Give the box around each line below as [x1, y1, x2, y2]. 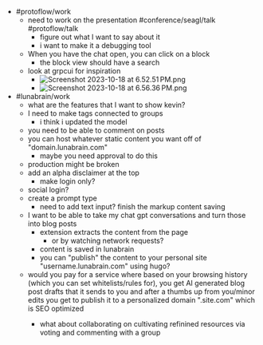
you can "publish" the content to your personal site [39, 253, 207, 262]
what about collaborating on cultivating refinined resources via [39, 319, 245, 328]
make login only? [39, 176, 96, 186]
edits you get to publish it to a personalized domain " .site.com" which [27, 295, 255, 304]
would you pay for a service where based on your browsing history [27, 270, 249, 279]
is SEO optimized [27, 303, 84, 313]
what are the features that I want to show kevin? [27, 100, 186, 109]
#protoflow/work [15, 7, 72, 16]
